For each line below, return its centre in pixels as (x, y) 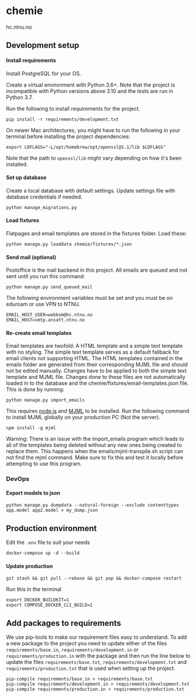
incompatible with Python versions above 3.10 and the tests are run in (90, 91)
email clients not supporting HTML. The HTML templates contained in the (94, 358)
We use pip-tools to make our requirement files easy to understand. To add (97, 637)
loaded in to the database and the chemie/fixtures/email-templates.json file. (97, 383)
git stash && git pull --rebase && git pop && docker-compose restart (94, 579)
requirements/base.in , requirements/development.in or (73, 650)
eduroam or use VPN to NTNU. (43, 304)
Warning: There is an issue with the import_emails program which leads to (95, 439)
